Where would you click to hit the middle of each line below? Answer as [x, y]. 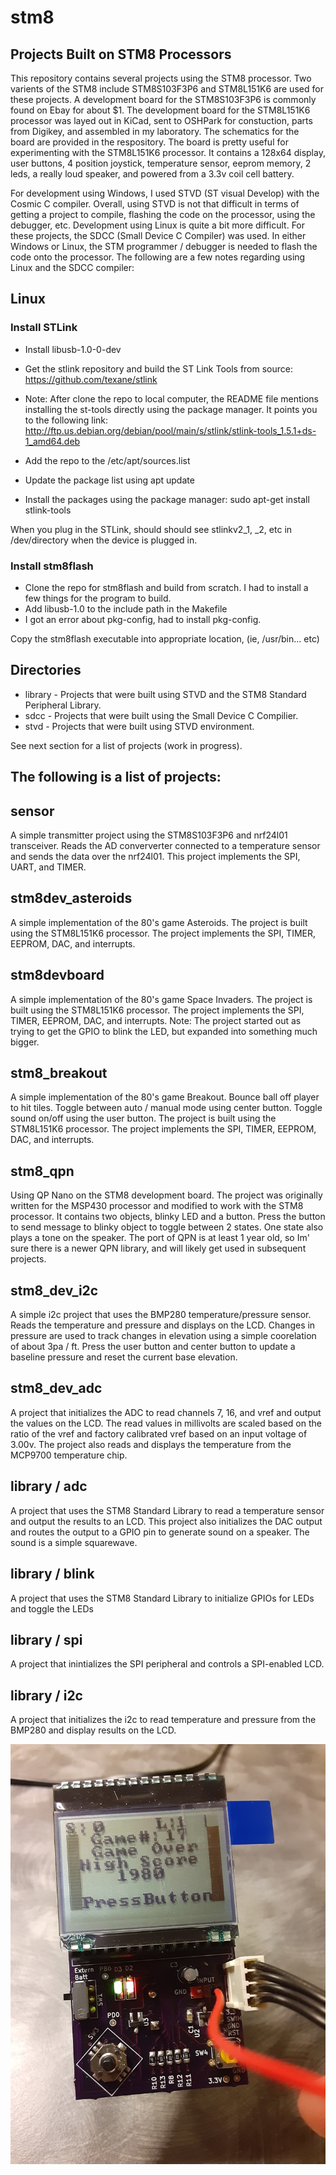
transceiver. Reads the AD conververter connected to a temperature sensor [165, 845]
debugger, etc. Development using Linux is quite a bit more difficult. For [158, 225]
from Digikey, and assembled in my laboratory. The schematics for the [155, 131]
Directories [46, 670]
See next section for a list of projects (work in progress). [126, 745]
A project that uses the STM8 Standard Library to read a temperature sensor [167, 1510]
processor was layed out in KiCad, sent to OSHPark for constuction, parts [161, 120]
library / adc [49, 1486]
